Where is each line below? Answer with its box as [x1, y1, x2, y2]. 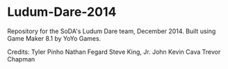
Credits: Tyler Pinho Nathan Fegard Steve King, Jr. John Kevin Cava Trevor [7, 48, 221, 56]
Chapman [7, 55, 35, 63]
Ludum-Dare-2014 [7, 4, 117, 20]
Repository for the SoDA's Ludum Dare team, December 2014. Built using [7, 27, 216, 35]
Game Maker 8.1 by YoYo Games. [7, 34, 101, 42]
